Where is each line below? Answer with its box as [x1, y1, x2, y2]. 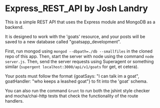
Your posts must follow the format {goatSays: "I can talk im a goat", [5, 73, 140, 79]
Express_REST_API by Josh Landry [5, 3, 148, 14]
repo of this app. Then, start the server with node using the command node [5, 53, 154, 59]
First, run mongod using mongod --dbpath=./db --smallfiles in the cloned [5, 48, 153, 54]
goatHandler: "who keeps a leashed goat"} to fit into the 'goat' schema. [5, 78, 148, 84]
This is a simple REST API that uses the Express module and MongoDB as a [5, 19, 156, 25]
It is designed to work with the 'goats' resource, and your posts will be [5, 34, 145, 39]
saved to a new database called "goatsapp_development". [5, 38, 121, 44]
